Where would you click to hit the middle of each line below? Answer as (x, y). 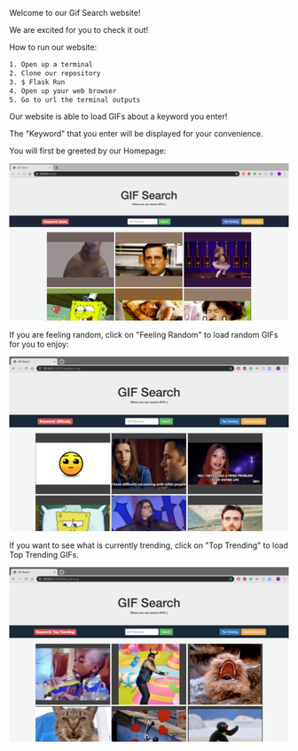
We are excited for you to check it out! (79, 30)
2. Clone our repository (55, 74)
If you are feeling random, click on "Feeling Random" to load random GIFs (144, 334)
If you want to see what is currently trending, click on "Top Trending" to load (149, 545)
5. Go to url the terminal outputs (75, 100)
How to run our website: (53, 47)
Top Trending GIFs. (44, 554)
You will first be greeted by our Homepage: (88, 151)
